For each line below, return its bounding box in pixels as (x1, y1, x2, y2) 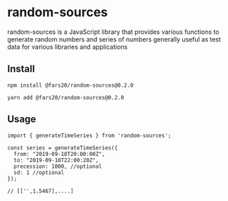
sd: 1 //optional (13, 169, 65, 176)
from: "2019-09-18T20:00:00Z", (13, 150, 106, 157)
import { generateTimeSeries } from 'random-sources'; (7, 132, 172, 139)
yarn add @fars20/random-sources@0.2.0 (7, 94, 125, 101)
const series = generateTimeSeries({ (7, 144, 118, 152)
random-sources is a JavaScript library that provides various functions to (7, 28, 220, 36)
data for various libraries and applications (7, 42, 128, 51)
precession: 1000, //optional (13, 163, 102, 170)
